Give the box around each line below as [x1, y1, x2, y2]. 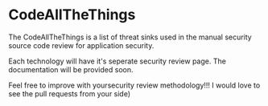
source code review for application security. [8, 40, 155, 50]
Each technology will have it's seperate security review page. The [8, 56, 227, 66]
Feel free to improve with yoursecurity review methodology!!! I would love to [8, 80, 261, 90]
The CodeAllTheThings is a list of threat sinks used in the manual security [8, 32, 252, 42]
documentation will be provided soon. [8, 64, 134, 74]
